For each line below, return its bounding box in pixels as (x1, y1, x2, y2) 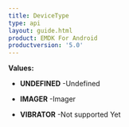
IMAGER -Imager (19, 94, 76, 104)
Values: (8, 63, 34, 73)
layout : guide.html (8, 26, 73, 34)
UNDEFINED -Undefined (19, 79, 101, 89)
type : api (8, 19, 41, 27)
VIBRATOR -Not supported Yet (19, 109, 121, 120)
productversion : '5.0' (8, 42, 84, 50)
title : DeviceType (8, 11, 69, 20)
